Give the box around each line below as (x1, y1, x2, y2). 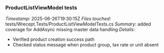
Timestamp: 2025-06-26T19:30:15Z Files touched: (5, 16, 111, 22)
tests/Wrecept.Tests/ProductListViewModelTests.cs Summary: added (5, 21, 151, 27)
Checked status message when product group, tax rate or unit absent (12, 42, 159, 48)
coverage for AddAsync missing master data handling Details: (5, 26, 135, 33)
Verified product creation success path (12, 36, 95, 42)
